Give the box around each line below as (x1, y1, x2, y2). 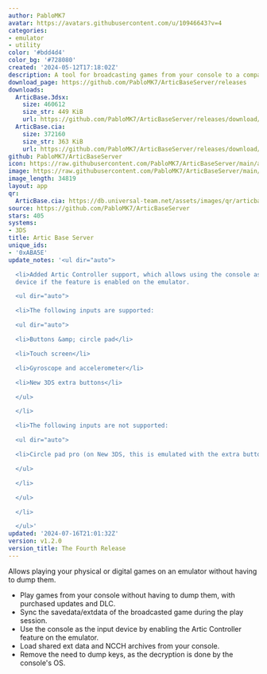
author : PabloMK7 (8, 11, 66, 20)
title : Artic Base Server (8, 234, 94, 242)
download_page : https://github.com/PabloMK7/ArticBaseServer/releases (8, 78, 247, 86)
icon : (8, 160, 26, 168)
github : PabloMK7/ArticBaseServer (8, 152, 123, 160)
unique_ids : (8, 241, 48, 249)
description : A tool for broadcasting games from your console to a (8, 71, 240, 79)
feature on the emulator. (19, 633, 99, 642)
